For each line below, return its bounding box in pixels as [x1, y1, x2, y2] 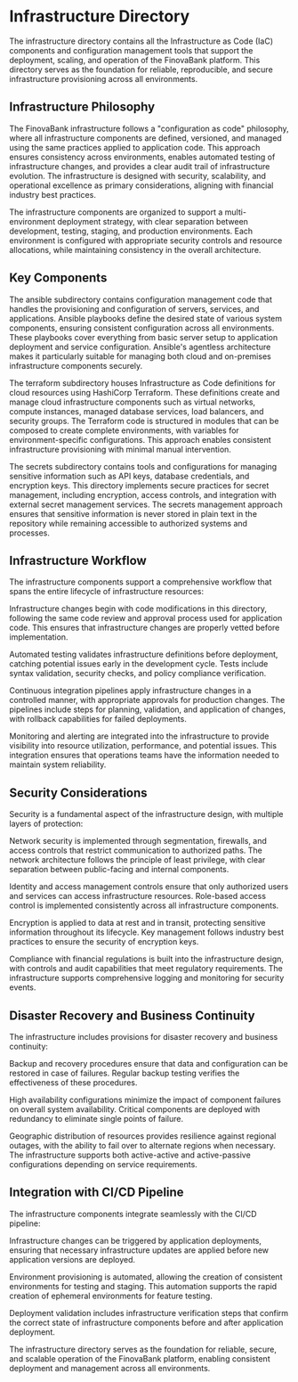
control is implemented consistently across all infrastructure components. [9, 900, 279, 911]
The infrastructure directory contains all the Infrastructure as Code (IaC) [9, 36, 274, 46]
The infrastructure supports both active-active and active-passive [9, 1149, 251, 1160]
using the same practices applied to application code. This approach [9, 142, 261, 152]
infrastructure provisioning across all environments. [9, 73, 198, 84]
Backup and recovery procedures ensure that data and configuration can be [9, 1059, 288, 1068]
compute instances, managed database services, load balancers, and [9, 405, 264, 416]
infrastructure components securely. [9, 360, 143, 371]
